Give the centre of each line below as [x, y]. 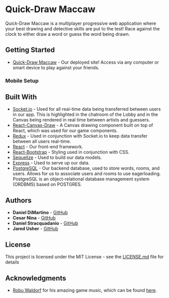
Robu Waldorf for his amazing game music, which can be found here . [85, 290]
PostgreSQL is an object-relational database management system [81, 179]
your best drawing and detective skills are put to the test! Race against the [83, 28]
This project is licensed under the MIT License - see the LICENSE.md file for [85, 257]
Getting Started [30, 50]
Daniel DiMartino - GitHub [40, 212]
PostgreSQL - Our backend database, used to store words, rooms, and [86, 168]
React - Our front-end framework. [48, 147]
